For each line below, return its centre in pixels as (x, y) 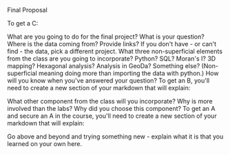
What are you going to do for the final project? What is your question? (106, 37)
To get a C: (23, 23)
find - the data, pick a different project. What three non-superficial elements (115, 51)
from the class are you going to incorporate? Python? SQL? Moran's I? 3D (112, 59)
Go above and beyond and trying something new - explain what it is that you (115, 136)
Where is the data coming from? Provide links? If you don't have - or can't (112, 44)
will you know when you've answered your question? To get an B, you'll (108, 81)
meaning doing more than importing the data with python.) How (129, 73)
